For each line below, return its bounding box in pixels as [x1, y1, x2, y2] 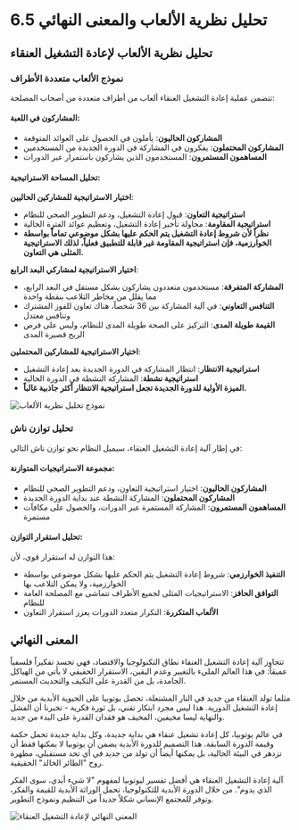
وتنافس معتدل [22, 310, 71, 321]
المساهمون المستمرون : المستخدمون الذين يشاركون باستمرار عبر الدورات [22, 152, 267, 162]
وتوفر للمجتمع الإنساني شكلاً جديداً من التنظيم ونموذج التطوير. [10, 793, 214, 804]
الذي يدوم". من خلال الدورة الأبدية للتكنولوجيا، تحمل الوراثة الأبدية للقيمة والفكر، [10, 784, 272, 794]
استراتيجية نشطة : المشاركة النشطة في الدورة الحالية [22, 373, 199, 384]
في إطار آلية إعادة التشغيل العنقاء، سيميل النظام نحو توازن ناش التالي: [10, 443, 243, 453]
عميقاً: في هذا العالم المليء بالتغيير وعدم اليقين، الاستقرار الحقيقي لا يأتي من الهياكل [10, 666, 288, 676]
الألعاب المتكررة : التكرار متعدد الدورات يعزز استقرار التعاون [22, 606, 219, 617]
